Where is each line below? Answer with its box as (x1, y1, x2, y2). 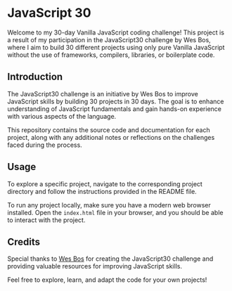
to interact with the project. (7, 216, 86, 224)
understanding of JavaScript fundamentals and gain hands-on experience (7, 104, 221, 113)
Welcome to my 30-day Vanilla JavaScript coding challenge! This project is (7, 28, 225, 37)
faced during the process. (7, 141, 82, 149)
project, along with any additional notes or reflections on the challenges (7, 133, 215, 141)
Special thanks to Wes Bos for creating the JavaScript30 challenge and (7, 254, 214, 263)
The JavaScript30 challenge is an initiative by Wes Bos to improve (7, 89, 198, 98)
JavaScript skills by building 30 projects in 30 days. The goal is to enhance (7, 97, 224, 105)
